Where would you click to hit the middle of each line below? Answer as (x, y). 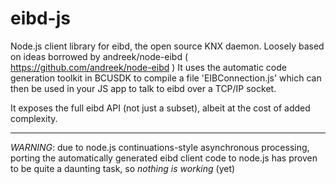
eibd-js (40, 18)
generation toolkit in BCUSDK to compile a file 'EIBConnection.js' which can (166, 78)
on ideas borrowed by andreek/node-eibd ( (99, 56)
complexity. (34, 118)
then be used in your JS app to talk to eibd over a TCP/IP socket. (143, 88)
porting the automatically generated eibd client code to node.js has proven (164, 158)
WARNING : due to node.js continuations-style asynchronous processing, (160, 147)
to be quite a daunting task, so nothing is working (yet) (123, 168)
